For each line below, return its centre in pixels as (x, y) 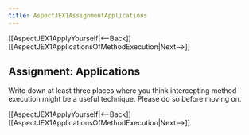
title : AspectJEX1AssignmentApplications (78, 15)
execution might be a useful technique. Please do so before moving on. (125, 99)
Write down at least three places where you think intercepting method (123, 91)
